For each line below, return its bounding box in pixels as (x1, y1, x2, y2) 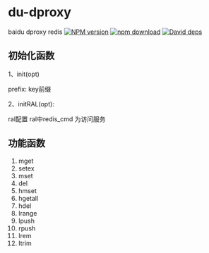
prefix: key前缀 (8, 85, 52, 93)
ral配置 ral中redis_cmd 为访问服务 (8, 114, 106, 123)
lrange (18, 209, 37, 217)
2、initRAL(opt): (8, 99, 55, 108)
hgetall (18, 194, 39, 202)
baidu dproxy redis (8, 27, 63, 36)
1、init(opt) (8, 70, 40, 78)
